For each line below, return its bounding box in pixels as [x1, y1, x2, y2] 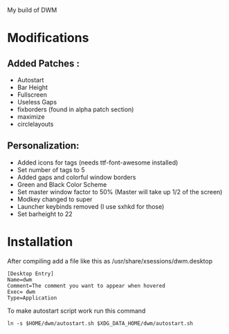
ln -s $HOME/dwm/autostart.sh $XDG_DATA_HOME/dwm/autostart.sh [7, 319, 194, 327]
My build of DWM [7, 6, 57, 14]
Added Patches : [7, 57, 80, 69]
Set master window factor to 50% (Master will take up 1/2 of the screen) [17, 187, 223, 196]
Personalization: [7, 140, 80, 151]
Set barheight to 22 [17, 210, 73, 218]
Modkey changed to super [17, 195, 93, 203]
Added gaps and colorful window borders [17, 173, 136, 181]
